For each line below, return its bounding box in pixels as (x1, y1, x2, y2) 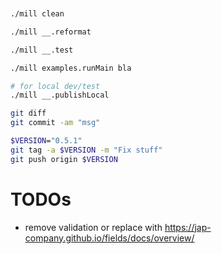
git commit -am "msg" (10, 118, 101, 128)
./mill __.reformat (10, 27, 92, 37)
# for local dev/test (10, 81, 101, 91)
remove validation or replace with (24, 221, 163, 233)
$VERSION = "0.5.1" (10, 136, 83, 146)
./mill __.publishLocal (10, 90, 110, 101)
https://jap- (164, 221, 212, 233)
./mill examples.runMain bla (10, 63, 132, 73)
